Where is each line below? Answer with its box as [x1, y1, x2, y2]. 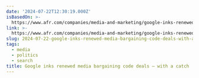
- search [11, 57, 33, 63]
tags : [6, 42, 20, 48]
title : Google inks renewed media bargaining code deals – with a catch [6, 63, 190, 69]
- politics [11, 52, 38, 58]
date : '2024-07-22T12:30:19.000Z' [6, 8, 92, 15]
